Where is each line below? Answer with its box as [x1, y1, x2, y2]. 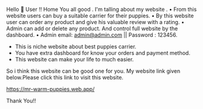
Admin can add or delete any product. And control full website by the [6, 25, 178, 32]
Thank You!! [6, 97, 36, 104]
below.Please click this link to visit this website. [6, 74, 124, 81]
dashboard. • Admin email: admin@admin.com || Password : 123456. [6, 31, 178, 39]
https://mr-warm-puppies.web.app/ [6, 86, 95, 93]
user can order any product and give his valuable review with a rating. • [6, 19, 185, 25]
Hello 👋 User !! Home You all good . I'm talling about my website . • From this [6, 6, 197, 13]
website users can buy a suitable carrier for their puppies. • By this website [6, 12, 195, 19]
